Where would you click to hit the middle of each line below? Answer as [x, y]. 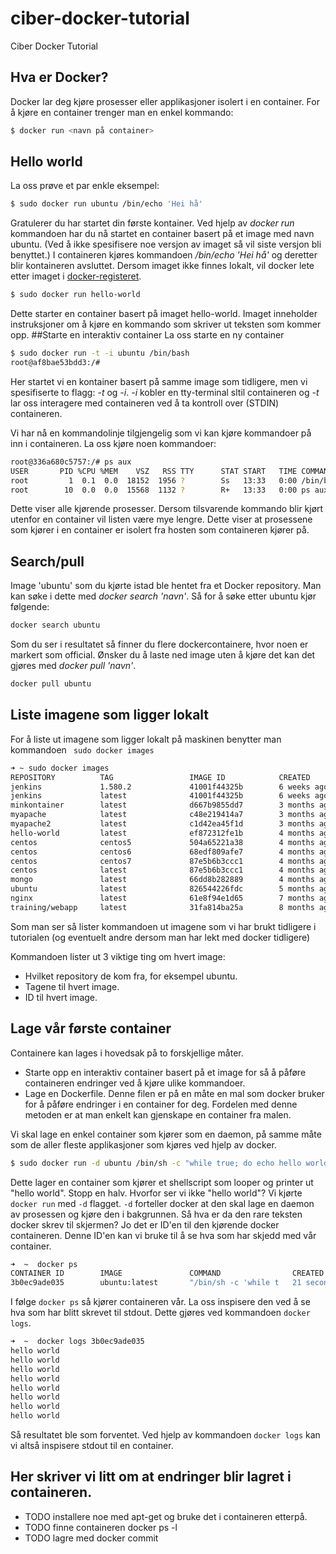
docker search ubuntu [55, 625]
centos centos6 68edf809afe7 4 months [162, 852]
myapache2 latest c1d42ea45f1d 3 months [162, 824]
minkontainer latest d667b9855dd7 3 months [162, 805]
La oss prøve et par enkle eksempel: [85, 186]
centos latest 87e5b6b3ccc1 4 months [162, 870]
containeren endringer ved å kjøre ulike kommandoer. [135, 1083]
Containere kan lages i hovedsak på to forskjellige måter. [127, 1053]
